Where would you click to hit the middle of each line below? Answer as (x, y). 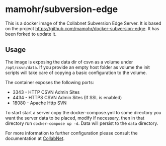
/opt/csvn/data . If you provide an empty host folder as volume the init (77, 67)
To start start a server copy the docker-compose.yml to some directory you (84, 112)
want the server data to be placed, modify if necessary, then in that (75, 118)
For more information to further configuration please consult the (71, 133)
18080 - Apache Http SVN (39, 103)
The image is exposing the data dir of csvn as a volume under (69, 62)
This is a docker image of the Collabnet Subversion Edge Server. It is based (84, 23)
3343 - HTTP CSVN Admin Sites (46, 92)
